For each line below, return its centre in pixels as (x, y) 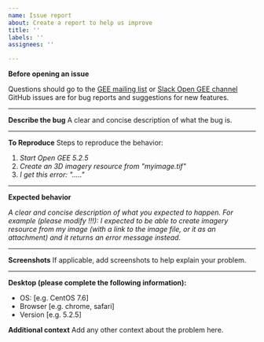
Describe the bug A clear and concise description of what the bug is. (120, 120)
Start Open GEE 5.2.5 (54, 158)
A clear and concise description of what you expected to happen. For (121, 212)
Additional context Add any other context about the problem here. (116, 330)
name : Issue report (40, 15)
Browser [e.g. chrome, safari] (67, 307)
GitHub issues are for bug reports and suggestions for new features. (119, 97)
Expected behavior (40, 197)
